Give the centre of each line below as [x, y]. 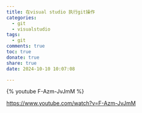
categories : [21, 18]
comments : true [26, 46]
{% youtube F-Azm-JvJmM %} [45, 92]
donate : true [23, 57]
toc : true [19, 52]
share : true [21, 63]
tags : [13, 35]
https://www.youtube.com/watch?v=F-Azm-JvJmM [71, 103]
